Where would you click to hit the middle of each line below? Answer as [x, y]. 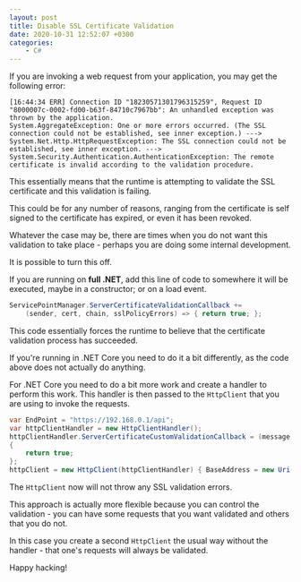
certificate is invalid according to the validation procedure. [132, 165]
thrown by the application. [62, 118]
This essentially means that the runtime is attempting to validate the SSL [142, 182]
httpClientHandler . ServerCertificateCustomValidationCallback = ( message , [152, 436]
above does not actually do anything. [77, 367]
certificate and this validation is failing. [81, 191]
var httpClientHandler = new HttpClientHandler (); [106, 428]
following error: [38, 86]
